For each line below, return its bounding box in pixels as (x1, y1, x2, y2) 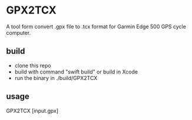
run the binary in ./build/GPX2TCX (14, 74, 98, 81)
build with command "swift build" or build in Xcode (14, 68, 138, 75)
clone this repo (14, 62, 51, 69)
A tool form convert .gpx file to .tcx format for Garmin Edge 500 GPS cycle (6, 23, 187, 30)
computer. (6, 29, 31, 36)
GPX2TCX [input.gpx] (6, 107, 59, 114)
